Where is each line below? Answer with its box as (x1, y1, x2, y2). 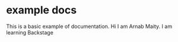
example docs (6, 3, 77, 17)
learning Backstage (6, 29, 53, 36)
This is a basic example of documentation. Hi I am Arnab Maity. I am (6, 23, 173, 30)
